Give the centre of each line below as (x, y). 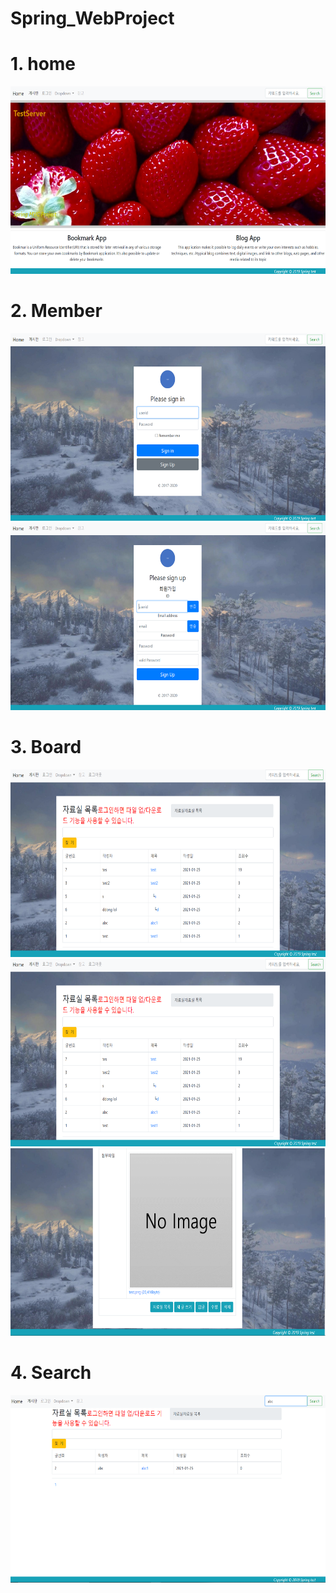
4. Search (51, 1373)
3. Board (46, 747)
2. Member (56, 311)
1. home (43, 64)
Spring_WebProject (92, 18)
